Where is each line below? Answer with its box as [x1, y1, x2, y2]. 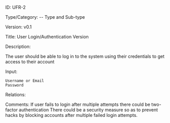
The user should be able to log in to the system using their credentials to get [5, 53, 165, 59]
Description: [5, 44, 31, 50]
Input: [5, 68, 18, 74]
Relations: [5, 92, 26, 98]
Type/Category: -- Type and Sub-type [5, 14, 85, 20]
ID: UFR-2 [5, 5, 26, 10]
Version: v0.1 [5, 24, 32, 30]
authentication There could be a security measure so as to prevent [18, 107, 158, 113]
